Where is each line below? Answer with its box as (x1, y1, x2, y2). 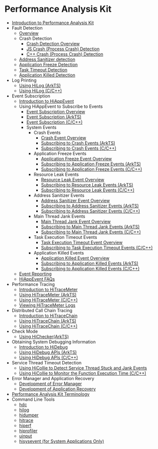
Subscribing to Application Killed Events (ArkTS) (41, 260, 138, 266)
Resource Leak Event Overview (41, 176, 105, 183)
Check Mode (11, 328, 38, 334)
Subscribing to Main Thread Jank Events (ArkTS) (41, 224, 140, 229)
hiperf (19, 422, 31, 428)
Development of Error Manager (19, 381, 82, 386)
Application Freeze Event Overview (41, 156, 112, 161)
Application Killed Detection (19, 72, 76, 78)
